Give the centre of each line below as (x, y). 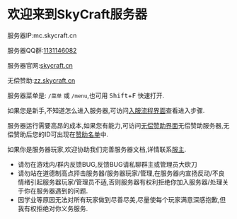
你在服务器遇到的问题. (56, 191)
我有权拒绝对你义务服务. (53, 208)
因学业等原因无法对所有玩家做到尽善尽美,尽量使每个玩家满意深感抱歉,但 (122, 199)
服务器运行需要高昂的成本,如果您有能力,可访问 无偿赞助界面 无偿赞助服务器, (116, 125)
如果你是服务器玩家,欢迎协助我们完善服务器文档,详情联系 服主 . (97, 149)
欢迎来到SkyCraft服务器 (77, 14)
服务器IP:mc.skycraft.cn (42, 35)
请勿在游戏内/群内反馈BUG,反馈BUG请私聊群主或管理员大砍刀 (107, 164)
